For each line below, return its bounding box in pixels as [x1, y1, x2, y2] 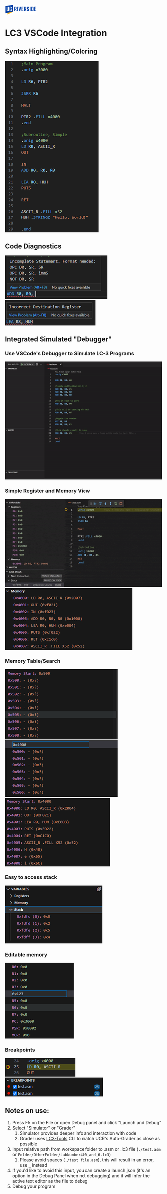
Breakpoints [5, 1046, 35, 1053]
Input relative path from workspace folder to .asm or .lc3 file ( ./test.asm [12, 1146, 161, 1152]
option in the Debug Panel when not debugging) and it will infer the [12, 1173, 150, 1179]
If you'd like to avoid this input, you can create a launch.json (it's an [12, 1167, 151, 1174]
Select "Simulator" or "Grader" [12, 1125, 76, 1131]
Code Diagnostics [5, 242, 62, 250]
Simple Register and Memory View [5, 487, 90, 494]
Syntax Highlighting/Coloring [5, 47, 98, 56]
